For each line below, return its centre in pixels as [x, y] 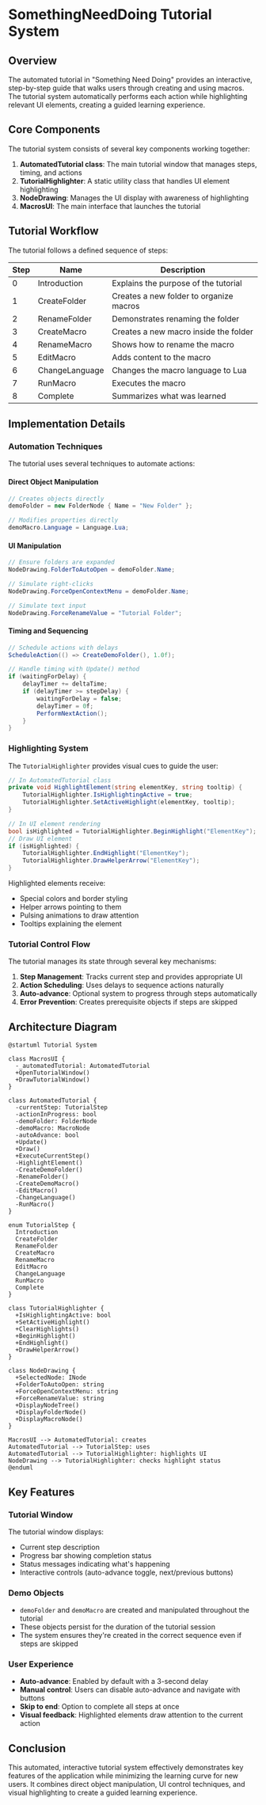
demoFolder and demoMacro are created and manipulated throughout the [134, 1610]
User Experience [41, 1664]
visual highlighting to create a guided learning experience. [103, 1793]
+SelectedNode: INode [51, 1378]
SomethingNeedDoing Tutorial [110, 15]
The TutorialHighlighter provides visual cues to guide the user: [114, 766]
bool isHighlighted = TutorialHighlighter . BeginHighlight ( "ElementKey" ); [133, 831]
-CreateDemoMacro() [47, 1184]
